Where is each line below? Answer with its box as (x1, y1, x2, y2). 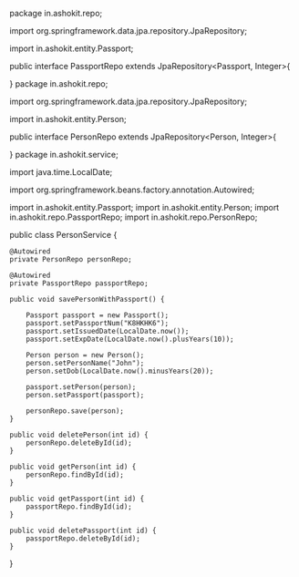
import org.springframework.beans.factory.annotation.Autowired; (9, 184, 255, 195)
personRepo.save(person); (26, 407, 125, 416)
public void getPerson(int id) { (9, 462, 137, 471)
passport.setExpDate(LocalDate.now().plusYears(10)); (26, 335, 234, 344)
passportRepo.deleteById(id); (26, 534, 141, 543)
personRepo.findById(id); (26, 470, 125, 479)
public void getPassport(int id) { (9, 494, 145, 503)
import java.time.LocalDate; (9, 167, 113, 177)
